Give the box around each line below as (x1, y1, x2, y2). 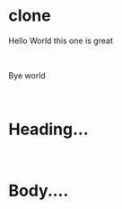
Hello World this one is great (8, 35, 113, 46)
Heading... (8, 119, 89, 140)
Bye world (8, 69, 46, 81)
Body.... (8, 181, 69, 201)
